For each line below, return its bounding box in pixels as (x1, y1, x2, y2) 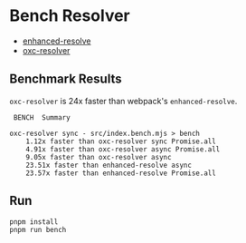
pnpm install (9, 217, 59, 227)
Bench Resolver (9, 5, 130, 26)
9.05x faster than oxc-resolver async (25, 152, 172, 161)
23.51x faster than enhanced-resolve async (25, 160, 193, 170)
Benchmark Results (9, 72, 122, 87)
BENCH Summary (13, 112, 71, 122)
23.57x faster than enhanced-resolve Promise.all (25, 169, 217, 178)
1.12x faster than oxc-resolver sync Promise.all (25, 137, 217, 146)
